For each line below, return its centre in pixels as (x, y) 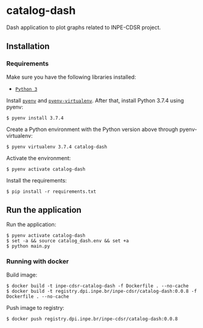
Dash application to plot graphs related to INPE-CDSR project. (84, 27)
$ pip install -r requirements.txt (51, 192)
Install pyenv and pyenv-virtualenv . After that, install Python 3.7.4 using (95, 100)
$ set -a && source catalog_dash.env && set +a (68, 241)
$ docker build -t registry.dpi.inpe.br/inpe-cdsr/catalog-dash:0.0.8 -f (102, 291)
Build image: (22, 275)
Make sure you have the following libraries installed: (71, 77)
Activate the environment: (39, 158)
